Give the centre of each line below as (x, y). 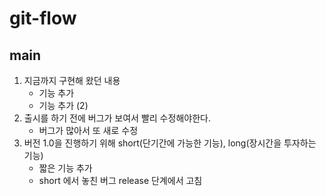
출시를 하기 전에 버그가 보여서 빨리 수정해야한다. (117, 118)
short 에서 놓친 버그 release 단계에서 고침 (120, 180)
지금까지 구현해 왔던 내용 (72, 80)
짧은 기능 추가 (65, 168)
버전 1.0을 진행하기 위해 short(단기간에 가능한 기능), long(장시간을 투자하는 (170, 143)
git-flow (43, 18)
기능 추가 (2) (63, 105)
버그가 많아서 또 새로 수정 (88, 130)
